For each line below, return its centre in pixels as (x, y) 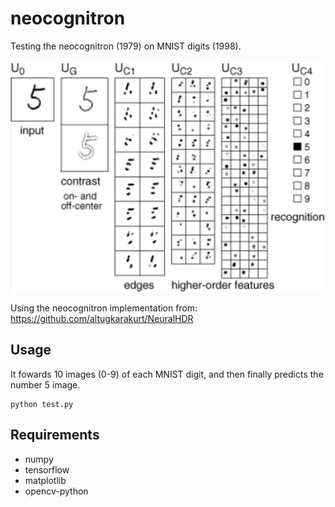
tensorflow (47, 469)
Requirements (55, 435)
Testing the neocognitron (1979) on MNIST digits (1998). (126, 46)
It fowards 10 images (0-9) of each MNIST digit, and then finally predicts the (167, 374)
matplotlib (45, 480)
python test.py (42, 404)
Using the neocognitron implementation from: (104, 308)
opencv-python (56, 491)
